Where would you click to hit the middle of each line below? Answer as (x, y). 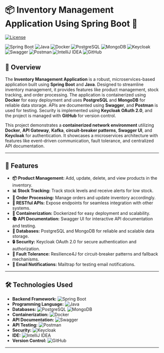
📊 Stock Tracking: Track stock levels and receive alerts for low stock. (83, 190)
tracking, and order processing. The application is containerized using (76, 94)
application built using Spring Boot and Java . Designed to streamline (74, 84)
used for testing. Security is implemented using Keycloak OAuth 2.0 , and (79, 110)
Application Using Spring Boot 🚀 (71, 24)
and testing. (24, 226)
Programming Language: (38, 304)
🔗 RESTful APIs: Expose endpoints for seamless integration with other (82, 203)
